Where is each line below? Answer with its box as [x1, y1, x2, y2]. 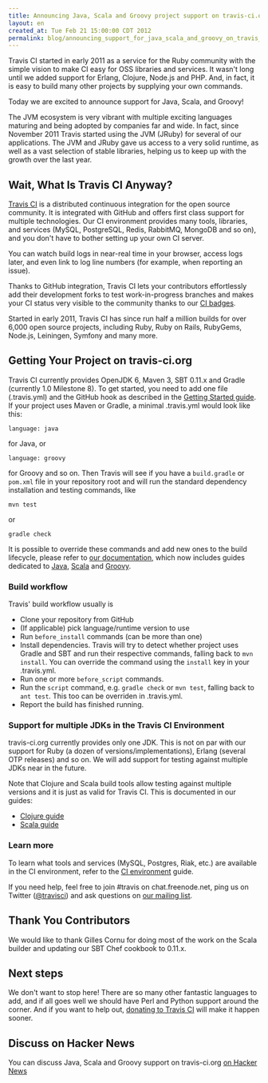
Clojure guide [19, 811, 65, 821]
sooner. [8, 1013, 33, 1023]
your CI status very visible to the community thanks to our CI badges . [8, 298, 236, 308]
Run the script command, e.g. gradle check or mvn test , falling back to [19, 683, 255, 693]
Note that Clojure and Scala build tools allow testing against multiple [8, 779, 232, 789]
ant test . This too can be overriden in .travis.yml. [19, 691, 183, 701]
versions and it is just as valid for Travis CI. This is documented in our [8, 787, 237, 797]
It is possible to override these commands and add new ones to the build [8, 544, 247, 553]
